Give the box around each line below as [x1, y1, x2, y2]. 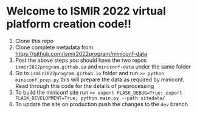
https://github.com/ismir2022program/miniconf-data [15, 50, 148, 57]
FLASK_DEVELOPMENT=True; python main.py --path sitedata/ [15, 95, 165, 101]
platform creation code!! [6, 17, 132, 31]
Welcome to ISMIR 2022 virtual [6, 4, 166, 18]
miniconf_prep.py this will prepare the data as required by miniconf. [15, 76, 184, 83]
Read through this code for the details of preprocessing [15, 82, 154, 89]
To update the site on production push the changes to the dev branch [15, 100, 188, 107]
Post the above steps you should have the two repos [15, 56, 147, 64]
